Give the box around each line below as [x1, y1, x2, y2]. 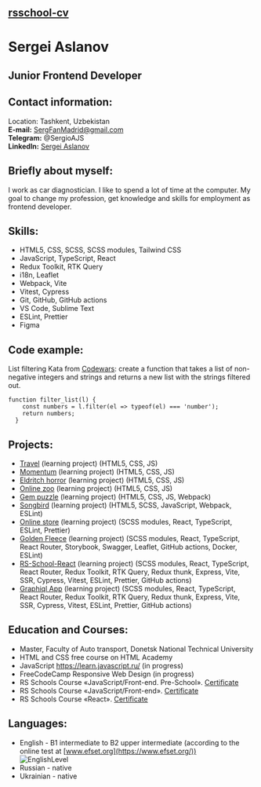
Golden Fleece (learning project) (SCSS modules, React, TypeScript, [19, 534, 241, 544]
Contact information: [8, 96, 113, 109]
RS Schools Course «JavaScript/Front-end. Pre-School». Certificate [19, 677, 239, 686]
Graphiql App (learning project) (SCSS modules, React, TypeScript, [19, 584, 236, 594]
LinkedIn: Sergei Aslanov [8, 141, 90, 151]
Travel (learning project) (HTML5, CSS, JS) [19, 459, 158, 468]
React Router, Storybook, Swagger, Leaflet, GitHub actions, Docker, [19, 542, 237, 552]
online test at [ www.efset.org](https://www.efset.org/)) [19, 746, 197, 756]
